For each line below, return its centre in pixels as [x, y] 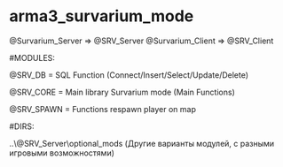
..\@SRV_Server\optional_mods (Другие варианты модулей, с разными [142, 143]
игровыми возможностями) [62, 153]
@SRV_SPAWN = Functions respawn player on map [103, 109]
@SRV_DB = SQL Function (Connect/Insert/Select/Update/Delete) [129, 75]
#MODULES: [32, 57]
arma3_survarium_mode [102, 16]
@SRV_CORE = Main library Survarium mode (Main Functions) [122, 92]
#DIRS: [22, 126]
